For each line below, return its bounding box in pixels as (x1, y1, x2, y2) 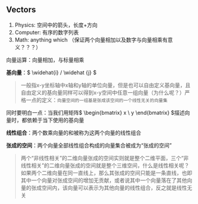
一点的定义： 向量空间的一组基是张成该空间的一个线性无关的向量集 (25, 96, 168, 103)
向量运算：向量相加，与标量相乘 (6, 56, 84, 63)
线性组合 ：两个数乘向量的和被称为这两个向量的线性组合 (6, 129, 141, 136)
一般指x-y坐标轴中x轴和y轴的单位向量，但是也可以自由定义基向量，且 (20, 81, 191, 89)
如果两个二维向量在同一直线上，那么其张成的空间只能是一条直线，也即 (20, 169, 193, 176)
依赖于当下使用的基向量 (26, 116, 84, 124)
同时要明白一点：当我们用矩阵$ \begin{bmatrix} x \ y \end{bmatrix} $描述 (6, 109, 185, 116)
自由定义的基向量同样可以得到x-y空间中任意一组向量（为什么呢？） (20, 89, 185, 96)
